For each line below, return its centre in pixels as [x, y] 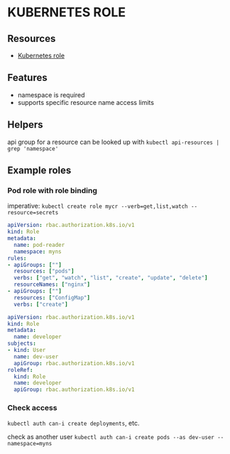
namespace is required [51, 95]
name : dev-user [36, 356]
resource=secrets [33, 213]
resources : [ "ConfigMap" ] [52, 298]
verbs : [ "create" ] [41, 304]
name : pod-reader [39, 245]
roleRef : [20, 370]
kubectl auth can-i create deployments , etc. [73, 423]
